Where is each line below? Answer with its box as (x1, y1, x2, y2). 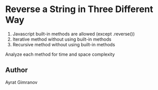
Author (5, 66, 28, 74)
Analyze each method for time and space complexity (5, 51, 115, 57)
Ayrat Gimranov (5, 79, 38, 85)
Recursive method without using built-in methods (12, 41, 115, 47)
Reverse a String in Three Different (5, 4, 153, 15)
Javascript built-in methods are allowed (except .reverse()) (12, 31, 135, 37)
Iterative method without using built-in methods (12, 36, 112, 42)
